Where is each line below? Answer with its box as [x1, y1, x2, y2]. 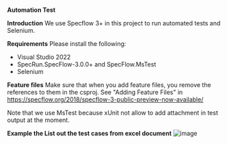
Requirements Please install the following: [7, 40, 126, 47]
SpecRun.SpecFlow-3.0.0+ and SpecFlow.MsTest [16, 60, 157, 68]
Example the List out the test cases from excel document [7, 130, 172, 137]
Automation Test [7, 6, 56, 14]
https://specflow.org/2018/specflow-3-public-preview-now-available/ [7, 95, 204, 104]
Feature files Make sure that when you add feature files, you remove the [7, 81, 211, 88]
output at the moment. [7, 116, 70, 124]
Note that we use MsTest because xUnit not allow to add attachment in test [7, 109, 219, 117]
